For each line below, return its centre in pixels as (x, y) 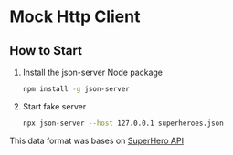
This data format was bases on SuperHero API (97, 140)
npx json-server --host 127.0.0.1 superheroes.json (123, 123)
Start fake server (54, 106)
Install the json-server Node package (92, 72)
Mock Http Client (75, 17)
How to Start (46, 51)
